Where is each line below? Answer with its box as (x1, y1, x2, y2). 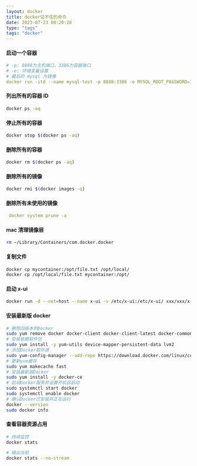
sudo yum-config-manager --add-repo (6, 352, 96, 358)
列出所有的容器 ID (6, 92, 49, 100)
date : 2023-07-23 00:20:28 (6, 19, 72, 25)
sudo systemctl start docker (6, 385, 77, 392)
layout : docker (6, 8, 43, 15)
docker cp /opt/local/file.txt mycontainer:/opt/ (6, 272, 130, 278)
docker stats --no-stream (6, 455, 69, 461)
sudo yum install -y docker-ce (6, 375, 83, 380)
